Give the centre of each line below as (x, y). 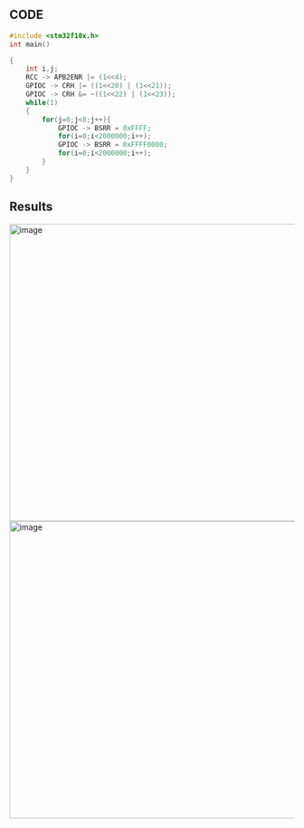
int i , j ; (42, 69)
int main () (30, 44)
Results (31, 207)
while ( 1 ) (42, 102)
